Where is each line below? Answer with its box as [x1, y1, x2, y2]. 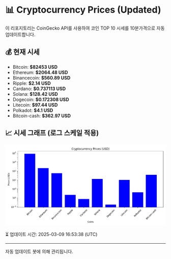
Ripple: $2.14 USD [12, 80, 51, 86]
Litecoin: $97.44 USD [12, 101, 58, 108]
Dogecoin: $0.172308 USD [12, 96, 70, 102]
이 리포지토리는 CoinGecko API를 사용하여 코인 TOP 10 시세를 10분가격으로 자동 [5, 25, 165, 31]
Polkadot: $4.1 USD [12, 107, 53, 113]
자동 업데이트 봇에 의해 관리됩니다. [5, 248, 73, 254]
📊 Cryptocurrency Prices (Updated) [5, 4, 161, 16]
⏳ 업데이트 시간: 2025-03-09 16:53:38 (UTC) [5, 231, 98, 237]
